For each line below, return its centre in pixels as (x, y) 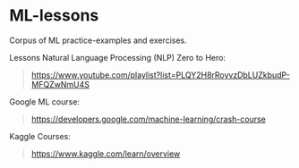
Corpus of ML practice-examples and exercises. (98, 40)
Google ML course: (45, 101)
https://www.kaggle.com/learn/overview (106, 154)
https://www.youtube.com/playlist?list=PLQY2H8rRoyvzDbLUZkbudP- (161, 75)
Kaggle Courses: (40, 136)
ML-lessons (54, 16)
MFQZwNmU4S (60, 84)
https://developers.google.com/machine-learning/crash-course (148, 119)
